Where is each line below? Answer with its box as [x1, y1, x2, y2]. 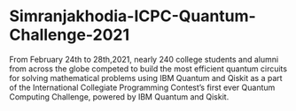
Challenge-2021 [9, 25, 130, 45]
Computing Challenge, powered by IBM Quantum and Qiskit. [9, 91, 230, 102]
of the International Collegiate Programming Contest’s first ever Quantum [9, 82, 276, 92]
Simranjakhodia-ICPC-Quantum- [9, 6, 257, 26]
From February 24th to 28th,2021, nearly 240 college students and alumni [9, 54, 279, 64]
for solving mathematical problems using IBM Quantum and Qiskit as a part [9, 72, 283, 83]
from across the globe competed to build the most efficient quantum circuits [9, 63, 288, 74]
